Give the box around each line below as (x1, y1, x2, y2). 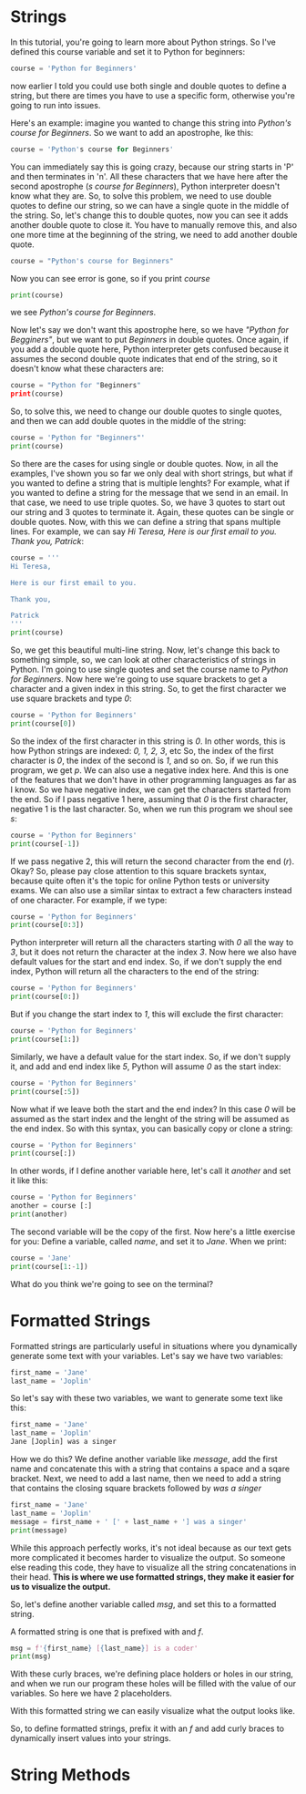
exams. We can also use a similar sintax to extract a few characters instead (10, 884, 292, 895)
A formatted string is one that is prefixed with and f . (10, 1625, 204, 1637)
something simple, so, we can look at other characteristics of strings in (10, 655, 276, 665)
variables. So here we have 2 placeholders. (10, 1688, 172, 1699)
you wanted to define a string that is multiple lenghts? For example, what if (10, 477, 291, 489)
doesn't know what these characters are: (10, 363, 165, 375)
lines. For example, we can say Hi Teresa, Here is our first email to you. (10, 526, 277, 537)
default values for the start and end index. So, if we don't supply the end (10, 956, 282, 967)
